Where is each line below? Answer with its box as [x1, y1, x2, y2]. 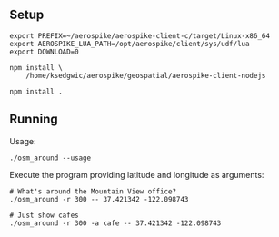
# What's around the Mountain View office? [9, 186, 177, 196]
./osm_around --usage [9, 153, 92, 163]
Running [9, 112, 59, 127]
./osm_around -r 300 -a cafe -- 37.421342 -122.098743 [9, 218, 222, 228]
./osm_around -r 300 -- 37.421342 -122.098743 [9, 194, 189, 203]
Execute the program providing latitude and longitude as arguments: [9, 169, 264, 180]
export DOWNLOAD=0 [9, 47, 79, 56]
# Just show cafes [9, 211, 79, 220]
